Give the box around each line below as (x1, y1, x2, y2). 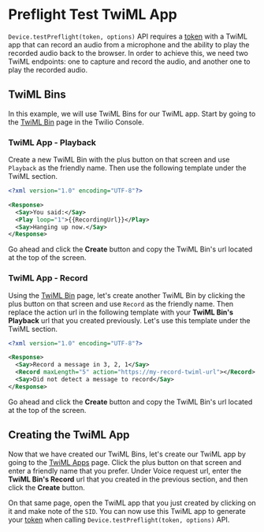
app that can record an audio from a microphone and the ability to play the (8, 39, 250, 49)
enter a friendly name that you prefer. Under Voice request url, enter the (8, 466, 242, 475)
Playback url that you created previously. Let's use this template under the (8, 315, 251, 325)
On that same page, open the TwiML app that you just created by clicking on (8, 498, 256, 508)
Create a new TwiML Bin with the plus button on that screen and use (8, 155, 230, 165)
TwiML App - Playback (8, 136, 97, 147)
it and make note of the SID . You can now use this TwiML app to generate (8, 506, 246, 515)
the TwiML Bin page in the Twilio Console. (8, 117, 144, 127)
